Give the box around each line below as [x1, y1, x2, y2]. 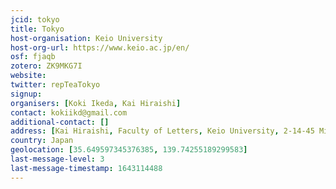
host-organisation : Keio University [10, 33, 163, 43]
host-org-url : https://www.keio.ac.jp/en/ [10, 42, 190, 53]
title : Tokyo [10, 24, 65, 34]
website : [10, 71, 47, 81]
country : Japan [10, 136, 74, 146]
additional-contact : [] [10, 117, 110, 127]
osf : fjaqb [10, 52, 56, 62]
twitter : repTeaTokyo [10, 80, 101, 90]
